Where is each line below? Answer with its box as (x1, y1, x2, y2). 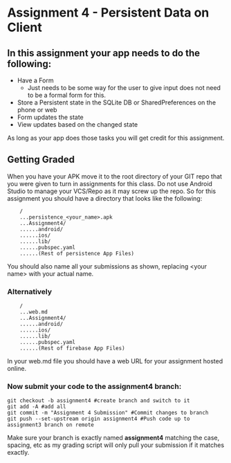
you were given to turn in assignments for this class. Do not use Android (7, 179, 213, 188)
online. (7, 365, 26, 373)
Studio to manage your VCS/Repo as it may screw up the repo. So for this (7, 187, 216, 195)
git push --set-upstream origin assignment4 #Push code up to (7, 415, 190, 423)
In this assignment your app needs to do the (7, 47, 201, 59)
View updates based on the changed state (17, 120, 138, 129)
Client (7, 19, 43, 35)
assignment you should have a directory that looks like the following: (7, 194, 203, 202)
